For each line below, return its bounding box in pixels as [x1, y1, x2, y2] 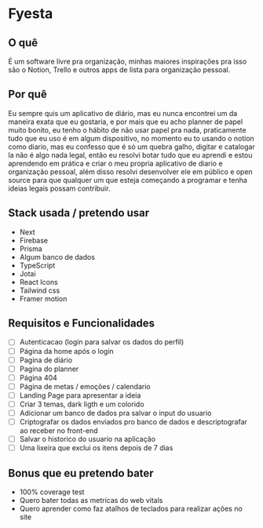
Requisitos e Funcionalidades [8, 317, 155, 330]
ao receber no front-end [19, 426, 98, 435]
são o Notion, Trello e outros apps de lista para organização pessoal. [8, 65, 231, 75]
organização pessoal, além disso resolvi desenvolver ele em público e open [8, 166, 253, 177]
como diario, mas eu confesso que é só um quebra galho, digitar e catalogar [8, 142, 255, 151]
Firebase [19, 235, 49, 245]
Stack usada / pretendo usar [8, 206, 150, 220]
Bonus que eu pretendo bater [8, 466, 155, 479]
